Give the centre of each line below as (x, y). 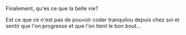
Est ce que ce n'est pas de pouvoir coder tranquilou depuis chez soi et (93, 20)
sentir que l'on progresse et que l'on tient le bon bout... (73, 26)
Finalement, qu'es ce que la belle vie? (52, 8)
